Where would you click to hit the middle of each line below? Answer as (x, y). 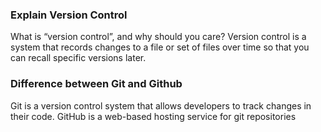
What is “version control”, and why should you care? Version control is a (158, 37)
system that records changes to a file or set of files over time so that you (160, 47)
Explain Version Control (69, 15)
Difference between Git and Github (96, 84)
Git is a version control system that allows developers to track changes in (161, 105)
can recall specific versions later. (78, 58)
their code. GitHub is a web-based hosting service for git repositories (153, 116)
